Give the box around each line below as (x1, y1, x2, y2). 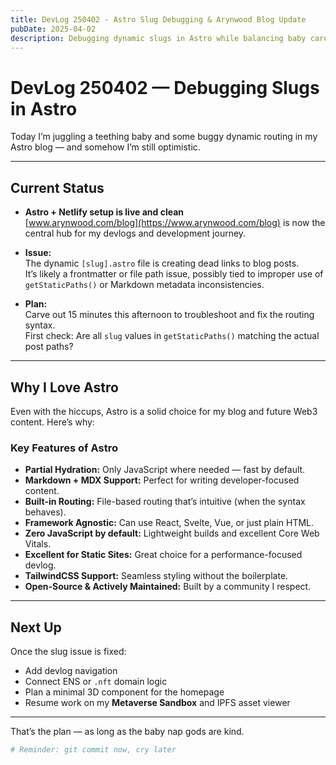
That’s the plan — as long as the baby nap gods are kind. (10, 726, 245, 738)
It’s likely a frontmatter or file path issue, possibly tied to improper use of (24, 268, 324, 280)
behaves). (24, 506, 67, 518)
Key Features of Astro (10, 441, 118, 455)
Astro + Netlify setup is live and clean (24, 206, 185, 218)
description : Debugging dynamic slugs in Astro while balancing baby (10, 33, 307, 43)
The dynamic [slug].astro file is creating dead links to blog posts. (24, 257, 300, 270)
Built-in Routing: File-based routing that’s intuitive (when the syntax (24, 496, 306, 508)
